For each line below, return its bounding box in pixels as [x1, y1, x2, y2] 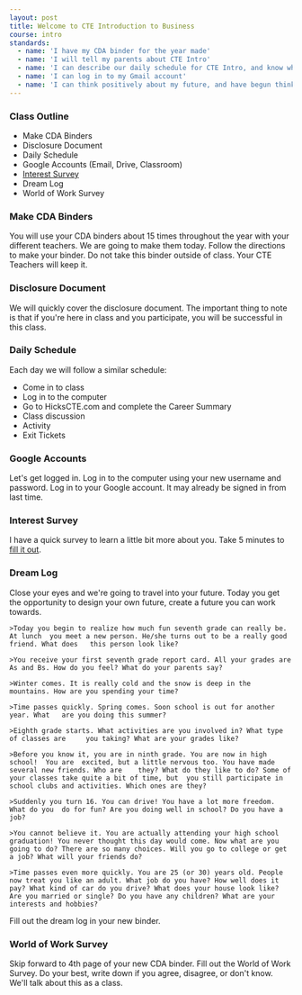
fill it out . [9, 544, 42, 555]
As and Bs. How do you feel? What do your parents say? [9, 663, 223, 672]
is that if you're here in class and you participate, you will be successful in [9, 312, 283, 322]
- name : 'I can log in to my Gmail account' [17, 72, 187, 81]
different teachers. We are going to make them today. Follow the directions [9, 240, 286, 251]
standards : [9, 38, 50, 48]
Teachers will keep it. [9, 259, 88, 270]
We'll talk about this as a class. [9, 978, 123, 988]
